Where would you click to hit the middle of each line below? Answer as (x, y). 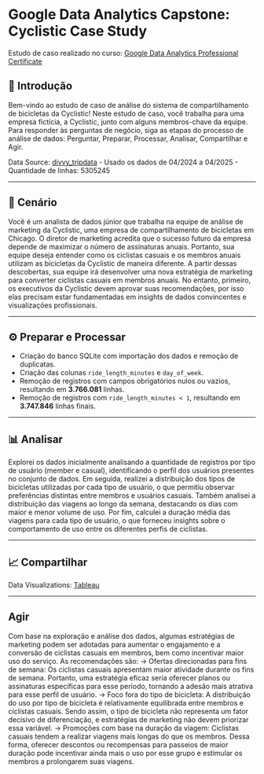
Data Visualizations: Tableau (54, 585)
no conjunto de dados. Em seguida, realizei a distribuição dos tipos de (122, 479)
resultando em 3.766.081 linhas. (72, 389)
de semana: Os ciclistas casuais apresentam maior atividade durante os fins (131, 669)
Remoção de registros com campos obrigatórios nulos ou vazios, (125, 381)
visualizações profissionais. (53, 305)
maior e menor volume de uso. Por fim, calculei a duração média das (119, 512)
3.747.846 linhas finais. (57, 406)
